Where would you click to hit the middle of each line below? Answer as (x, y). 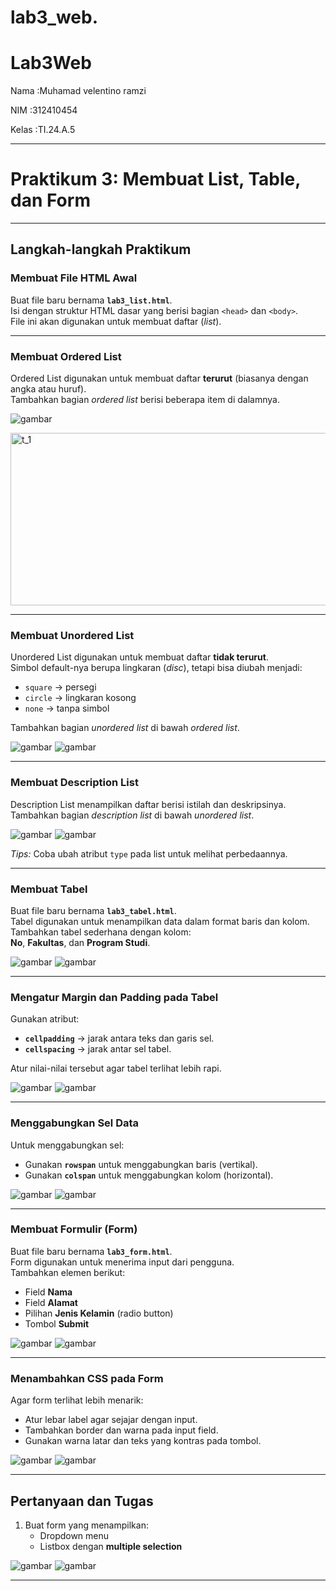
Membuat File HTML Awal (74, 278)
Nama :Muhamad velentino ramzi (78, 91)
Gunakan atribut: (45, 1019)
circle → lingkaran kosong (80, 698)
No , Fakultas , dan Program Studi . (80, 942)
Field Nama (48, 1292)
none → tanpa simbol (67, 708)
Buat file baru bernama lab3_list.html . (91, 300)
